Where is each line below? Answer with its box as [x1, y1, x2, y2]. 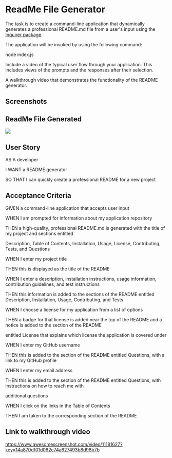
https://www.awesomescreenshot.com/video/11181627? [5, 441, 123, 447]
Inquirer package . [5, 31, 43, 38]
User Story [5, 143, 41, 152]
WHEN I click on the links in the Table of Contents [5, 402, 110, 409]
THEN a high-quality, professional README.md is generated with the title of [5, 225, 165, 231]
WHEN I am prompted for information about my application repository [5, 215, 152, 221]
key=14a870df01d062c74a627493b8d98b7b [5, 446, 100, 453]
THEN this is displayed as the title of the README [5, 266, 110, 272]
